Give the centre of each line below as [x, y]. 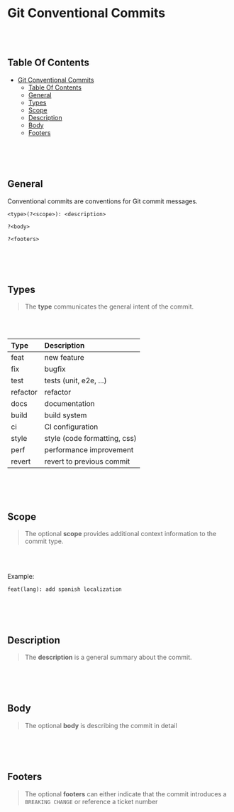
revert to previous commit [87, 461]
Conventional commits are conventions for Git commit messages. [102, 201]
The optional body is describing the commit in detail [101, 725]
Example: [21, 577]
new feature [65, 358]
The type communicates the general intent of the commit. [109, 306]
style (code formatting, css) [90, 439]
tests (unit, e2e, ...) [76, 380]
